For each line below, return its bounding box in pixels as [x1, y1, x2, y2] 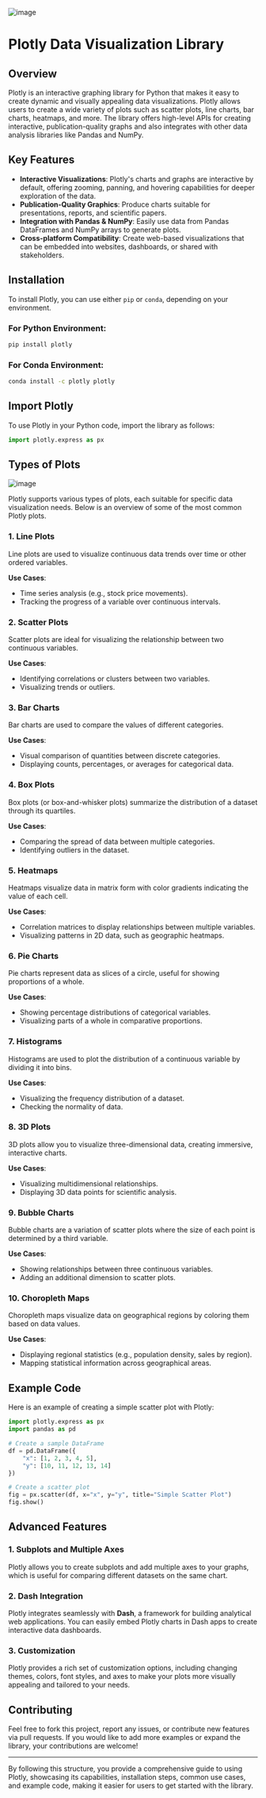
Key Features [8, 153, 75, 167]
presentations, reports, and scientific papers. [19, 207, 167, 218]
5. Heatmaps [8, 864, 59, 876]
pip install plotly [8, 340, 73, 349]
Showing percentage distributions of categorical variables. [19, 1007, 211, 1017]
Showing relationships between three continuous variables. [19, 1264, 214, 1274]
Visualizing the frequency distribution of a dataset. [19, 1093, 184, 1103]
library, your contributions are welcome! [8, 1741, 139, 1751]
